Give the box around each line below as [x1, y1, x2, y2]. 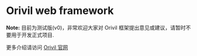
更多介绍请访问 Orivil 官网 [6, 44, 69, 51]
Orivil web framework [6, 4, 114, 17]
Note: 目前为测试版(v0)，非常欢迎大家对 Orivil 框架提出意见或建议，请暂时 [6, 24, 186, 31]
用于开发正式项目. [11, 31, 55, 38]
